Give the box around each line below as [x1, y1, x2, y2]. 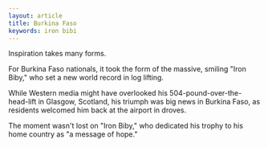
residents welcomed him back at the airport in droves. [8, 105, 187, 115]
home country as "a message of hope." [8, 129, 138, 139]
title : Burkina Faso [8, 19, 78, 27]
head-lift [8, 97, 37, 107]
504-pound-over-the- [169, 88, 242, 98]
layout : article [8, 11, 63, 20]
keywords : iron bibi [8, 27, 78, 35]
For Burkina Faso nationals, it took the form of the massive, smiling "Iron [8, 64, 246, 74]
